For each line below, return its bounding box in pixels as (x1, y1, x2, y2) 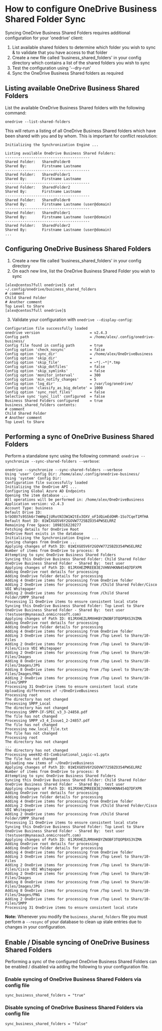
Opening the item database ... (5, 493, 68, 498)
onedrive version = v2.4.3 (5, 330, 108, 335)
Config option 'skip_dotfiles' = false (5, 364, 105, 369)
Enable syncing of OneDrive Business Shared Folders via (5, 976, 142, 983)
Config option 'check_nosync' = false (5, 347, 105, 352)
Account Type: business (5, 506, 53, 511)
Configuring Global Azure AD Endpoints (5, 489, 86, 494)
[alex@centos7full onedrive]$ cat (5, 283, 75, 287)
